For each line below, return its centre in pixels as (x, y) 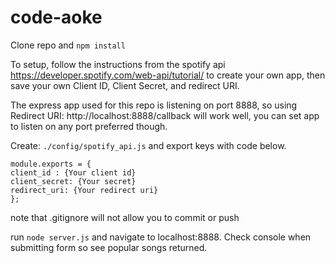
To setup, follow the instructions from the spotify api (118, 64)
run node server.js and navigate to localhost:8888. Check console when (161, 237)
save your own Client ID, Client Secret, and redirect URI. (125, 85)
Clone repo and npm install (68, 45)
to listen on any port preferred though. (89, 126)
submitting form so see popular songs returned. (109, 247)
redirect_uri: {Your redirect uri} (84, 190)
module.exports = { (51, 164)
